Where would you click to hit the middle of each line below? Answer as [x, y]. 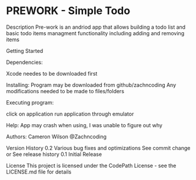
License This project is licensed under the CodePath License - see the [91, 165]
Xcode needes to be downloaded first [52, 73]
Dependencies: [24, 62]
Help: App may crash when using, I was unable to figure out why [84, 125]
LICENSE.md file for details [39, 172]
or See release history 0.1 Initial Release [54, 154]
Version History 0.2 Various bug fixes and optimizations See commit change [98, 148]
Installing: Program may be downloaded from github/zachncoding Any [91, 85]
